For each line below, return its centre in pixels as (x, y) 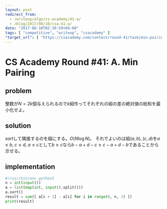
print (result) (20, 201)
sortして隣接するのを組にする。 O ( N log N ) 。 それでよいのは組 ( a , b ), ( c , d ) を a (83, 138)
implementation (30, 167)
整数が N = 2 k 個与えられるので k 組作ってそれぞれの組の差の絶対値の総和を (81, 104)
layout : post (19, 10)
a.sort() (14, 192)
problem (18, 91)
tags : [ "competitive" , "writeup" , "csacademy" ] (58, 33)
